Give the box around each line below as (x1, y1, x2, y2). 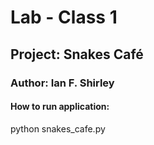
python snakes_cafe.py (10, 122, 106, 135)
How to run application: (10, 101, 110, 113)
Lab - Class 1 (10, 6, 118, 29)
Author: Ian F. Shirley (10, 76, 115, 90)
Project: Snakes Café (10, 46, 144, 63)
